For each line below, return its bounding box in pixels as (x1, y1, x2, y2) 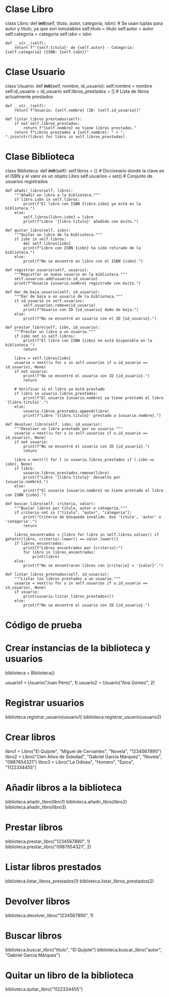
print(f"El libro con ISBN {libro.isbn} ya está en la (23, 201, 141, 206)
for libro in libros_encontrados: (23, 549, 96, 555)
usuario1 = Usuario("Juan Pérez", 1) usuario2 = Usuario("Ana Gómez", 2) (5, 679, 155, 686)
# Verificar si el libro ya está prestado (14, 387, 105, 392)
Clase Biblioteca (5, 151, 75, 162)
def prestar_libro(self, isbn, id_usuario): (5, 325, 100, 330)
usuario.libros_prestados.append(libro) (23, 408, 109, 414)
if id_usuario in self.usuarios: (14, 298, 85, 303)
